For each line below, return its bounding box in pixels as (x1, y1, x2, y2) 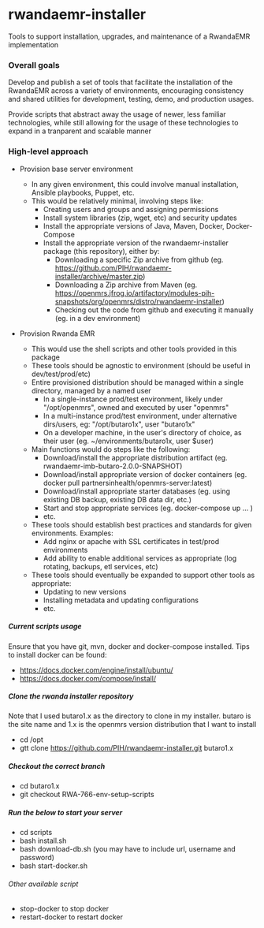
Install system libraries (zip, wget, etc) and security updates (43, 213, 238, 222)
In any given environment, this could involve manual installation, (31, 179, 239, 188)
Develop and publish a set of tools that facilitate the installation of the (8, 77, 233, 88)
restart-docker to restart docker (19, 912, 124, 922)
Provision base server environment (19, 164, 134, 173)
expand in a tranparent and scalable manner (8, 126, 152, 136)
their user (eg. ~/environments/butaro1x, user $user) (43, 436, 214, 445)
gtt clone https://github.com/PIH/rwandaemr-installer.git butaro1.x (19, 744, 234, 753)
